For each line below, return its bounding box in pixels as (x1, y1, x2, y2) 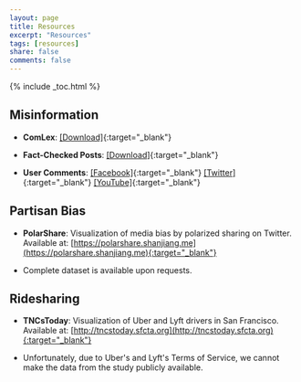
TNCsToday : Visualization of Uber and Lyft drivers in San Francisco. (22, 315, 280, 326)
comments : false (9, 56, 71, 65)
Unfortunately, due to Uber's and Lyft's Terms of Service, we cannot (22, 353, 280, 364)
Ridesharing (9, 292, 80, 307)
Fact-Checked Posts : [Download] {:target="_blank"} (22, 149, 219, 160)
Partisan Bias (9, 203, 87, 219)
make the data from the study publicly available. (22, 362, 203, 373)
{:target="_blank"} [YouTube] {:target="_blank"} (22, 176, 201, 187)
